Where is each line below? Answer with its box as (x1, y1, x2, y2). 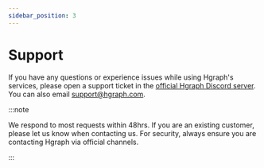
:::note (8, 104, 29, 114)
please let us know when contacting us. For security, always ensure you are (8, 128, 257, 138)
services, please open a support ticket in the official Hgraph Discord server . (8, 80, 256, 90)
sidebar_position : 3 (8, 11, 77, 20)
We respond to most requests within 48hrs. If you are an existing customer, (8, 120, 254, 130)
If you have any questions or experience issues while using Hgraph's (8, 72, 234, 82)
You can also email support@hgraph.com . (8, 89, 146, 99)
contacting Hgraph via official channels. (8, 137, 139, 147)
